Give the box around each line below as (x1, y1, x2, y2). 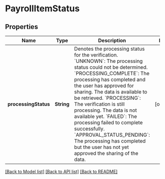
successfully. (74, 125, 105, 132)
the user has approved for (74, 82, 134, 89)
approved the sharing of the (74, 150, 138, 156)
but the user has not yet (74, 144, 129, 150)
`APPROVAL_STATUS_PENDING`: (74, 131, 150, 138)
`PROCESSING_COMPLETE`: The (74, 70, 150, 77)
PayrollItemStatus (5, 3, 80, 14)
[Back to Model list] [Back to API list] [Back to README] (5, 169, 118, 175)
